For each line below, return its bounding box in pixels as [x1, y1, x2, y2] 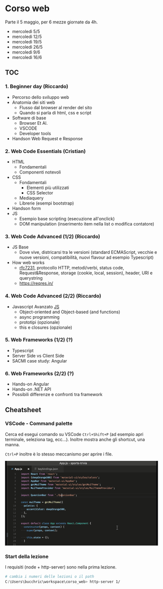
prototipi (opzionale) [19, 319, 60, 325]
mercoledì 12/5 [12, 34, 42, 39]
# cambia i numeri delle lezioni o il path [5, 574, 95, 579]
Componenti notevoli [19, 169, 61, 175]
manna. [5, 441, 20, 447]
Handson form [12, 205, 41, 211]
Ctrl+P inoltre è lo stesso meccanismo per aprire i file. [5, 451, 113, 457]
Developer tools [19, 130, 51, 136]
